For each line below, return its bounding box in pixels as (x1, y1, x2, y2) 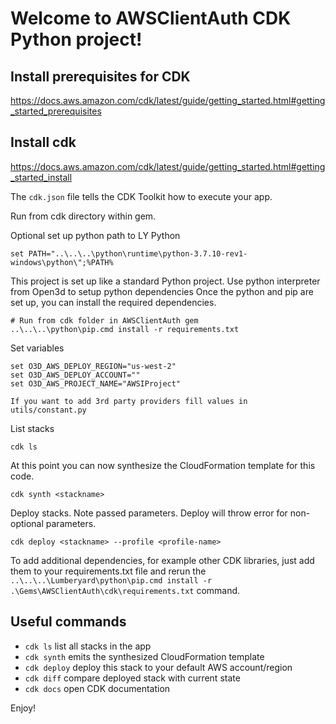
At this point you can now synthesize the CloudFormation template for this (10, 459, 316, 471)
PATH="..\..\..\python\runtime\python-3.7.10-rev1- (28, 248, 248, 259)
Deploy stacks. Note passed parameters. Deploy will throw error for (10, 507, 288, 519)
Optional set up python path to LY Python (10, 229, 181, 241)
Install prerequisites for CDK (10, 68, 191, 85)
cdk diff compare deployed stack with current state (24, 672, 241, 684)
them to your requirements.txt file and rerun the (10, 565, 207, 577)
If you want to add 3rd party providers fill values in (10, 396, 248, 406)
